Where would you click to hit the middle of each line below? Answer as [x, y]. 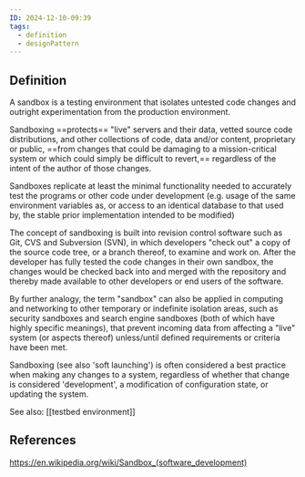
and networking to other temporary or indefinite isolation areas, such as [144, 309]
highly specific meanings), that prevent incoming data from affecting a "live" [152, 328]
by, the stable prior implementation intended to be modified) [122, 215]
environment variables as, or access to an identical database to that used [147, 205]
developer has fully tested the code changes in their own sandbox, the [142, 262]
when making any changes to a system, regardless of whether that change [149, 375]
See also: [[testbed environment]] [72, 412]
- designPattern [48, 43]
